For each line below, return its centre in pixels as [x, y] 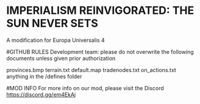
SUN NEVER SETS [52, 23]
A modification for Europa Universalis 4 [55, 40]
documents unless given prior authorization [61, 58]
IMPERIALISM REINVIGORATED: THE [100, 11]
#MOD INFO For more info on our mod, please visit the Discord [85, 88]
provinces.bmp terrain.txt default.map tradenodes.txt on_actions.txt [91, 70]
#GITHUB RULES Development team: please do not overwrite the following [100, 51]
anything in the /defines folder [44, 76]
